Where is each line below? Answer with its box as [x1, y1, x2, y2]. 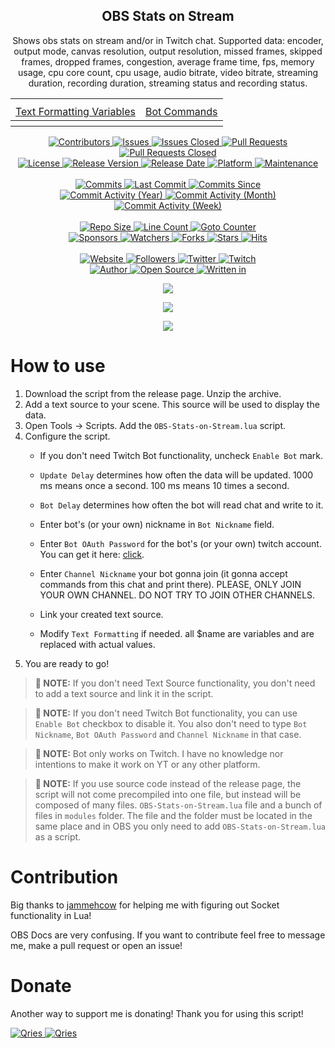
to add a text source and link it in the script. [34, 687, 214, 699]
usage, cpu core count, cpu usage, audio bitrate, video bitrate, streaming [17, 66, 319, 78]
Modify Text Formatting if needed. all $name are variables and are [39, 627, 315, 639]
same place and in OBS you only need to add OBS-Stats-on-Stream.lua [34, 820, 326, 832]
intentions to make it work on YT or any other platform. [34, 758, 261, 770]
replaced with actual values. [39, 638, 156, 650]
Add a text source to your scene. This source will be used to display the [24, 398, 320, 410]
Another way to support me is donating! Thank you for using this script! [10, 1007, 304, 1019]
